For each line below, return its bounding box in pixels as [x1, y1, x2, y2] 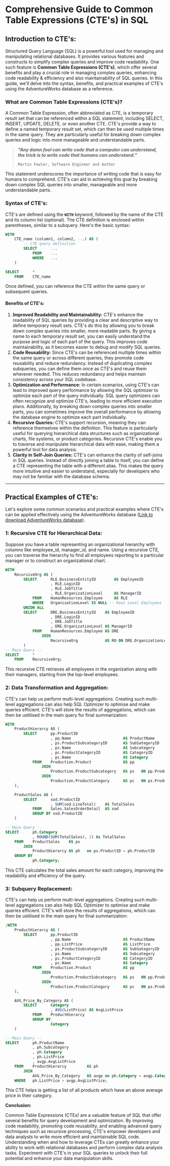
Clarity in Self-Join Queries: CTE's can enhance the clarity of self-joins [12, 452, 163, 458]
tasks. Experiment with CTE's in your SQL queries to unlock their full [5, 1150, 148, 1156]
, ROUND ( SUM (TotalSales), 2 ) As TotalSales [32, 834, 125, 840]
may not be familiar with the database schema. [12, 473, 110, 479]
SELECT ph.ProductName [5, 1040, 65, 1045]
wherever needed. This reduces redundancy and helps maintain [12, 371, 146, 377]
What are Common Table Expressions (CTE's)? [5, 98, 123, 105]
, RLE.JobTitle [50, 586, 82, 591]
